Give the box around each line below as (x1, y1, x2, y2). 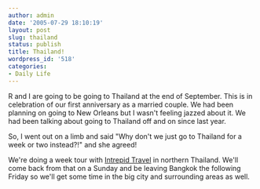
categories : (8, 63, 47, 71)
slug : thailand (8, 33, 58, 42)
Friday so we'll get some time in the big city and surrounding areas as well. (8, 172, 250, 181)
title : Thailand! (8, 48, 65, 56)
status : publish (8, 41, 61, 49)
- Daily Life (8, 70, 51, 78)
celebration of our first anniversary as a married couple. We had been (8, 100, 234, 109)
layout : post (8, 26, 51, 34)
